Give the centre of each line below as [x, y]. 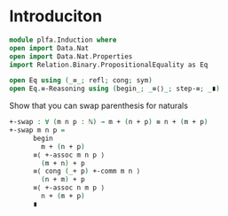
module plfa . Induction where [63, 40]
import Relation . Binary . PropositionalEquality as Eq [109, 65]
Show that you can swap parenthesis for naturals [99, 106]
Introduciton [56, 16]
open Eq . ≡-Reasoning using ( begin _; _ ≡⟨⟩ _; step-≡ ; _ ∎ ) [114, 89]
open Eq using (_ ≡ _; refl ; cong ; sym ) [81, 81]
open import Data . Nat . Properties [71, 56]
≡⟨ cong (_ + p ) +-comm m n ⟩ [86, 171]
